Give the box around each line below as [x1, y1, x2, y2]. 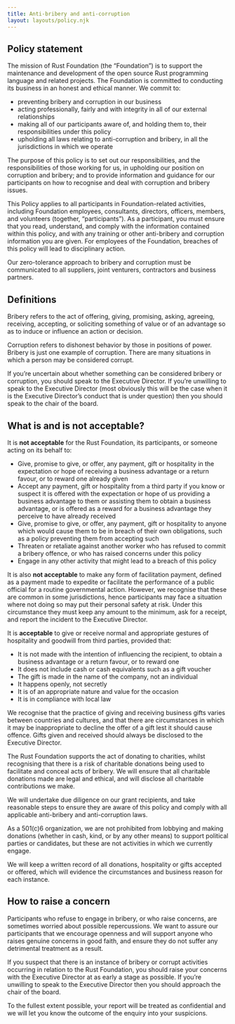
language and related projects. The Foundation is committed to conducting [7, 77, 223, 85]
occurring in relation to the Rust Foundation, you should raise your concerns [7, 965, 227, 973]
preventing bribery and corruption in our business [17, 98, 162, 106]
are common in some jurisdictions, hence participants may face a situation [7, 593, 222, 601]
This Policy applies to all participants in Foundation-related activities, [7, 200, 206, 208]
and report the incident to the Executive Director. [7, 615, 148, 624]
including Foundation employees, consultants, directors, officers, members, [7, 207, 226, 215]
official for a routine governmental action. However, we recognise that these [7, 585, 227, 593]
